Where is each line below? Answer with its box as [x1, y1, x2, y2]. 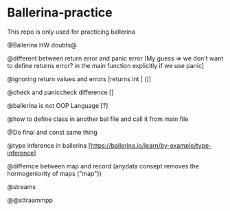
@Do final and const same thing [7, 128, 97, 136]
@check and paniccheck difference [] [7, 88, 114, 96]
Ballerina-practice [7, 5, 113, 21]
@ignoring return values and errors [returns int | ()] [7, 74, 152, 83]
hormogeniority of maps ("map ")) [7, 169, 102, 177]
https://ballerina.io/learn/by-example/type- [90, 141, 212, 149]
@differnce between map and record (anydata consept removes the [7, 162, 200, 170]
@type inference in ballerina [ [7, 141, 91, 149]
